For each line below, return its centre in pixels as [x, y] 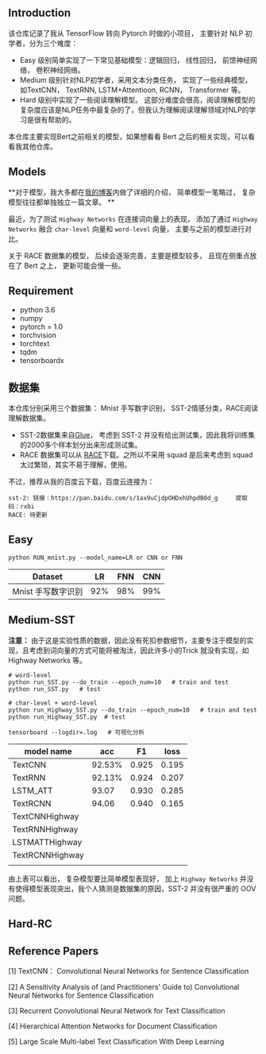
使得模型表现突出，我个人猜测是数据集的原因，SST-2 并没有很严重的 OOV [135, 888]
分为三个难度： [53, 43]
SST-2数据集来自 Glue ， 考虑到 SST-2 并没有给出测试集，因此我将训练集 [137, 435]
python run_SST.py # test [55, 689]
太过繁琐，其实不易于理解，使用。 [75, 465]
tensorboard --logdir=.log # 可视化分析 [77, 732]
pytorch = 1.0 [41, 327]
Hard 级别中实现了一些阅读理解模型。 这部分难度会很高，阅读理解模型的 [137, 99]
